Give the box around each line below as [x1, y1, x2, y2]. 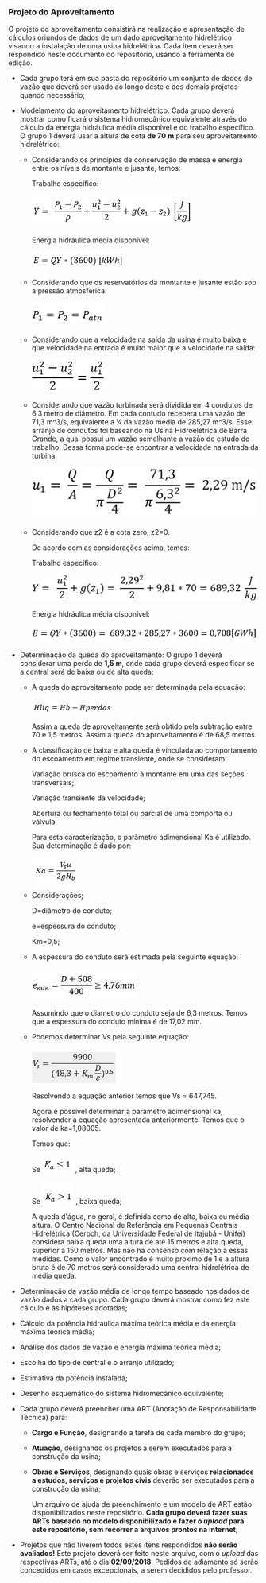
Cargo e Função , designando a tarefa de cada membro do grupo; [31, 1428, 246, 1438]
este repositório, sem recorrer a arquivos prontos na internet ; [31, 1525, 238, 1535]
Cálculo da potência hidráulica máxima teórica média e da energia [19, 1318, 237, 1329]
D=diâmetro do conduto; [31, 906, 113, 915]
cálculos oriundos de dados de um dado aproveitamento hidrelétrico [8, 33, 233, 42]
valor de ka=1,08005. [31, 1124, 102, 1133]
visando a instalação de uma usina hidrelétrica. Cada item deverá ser [8, 41, 234, 51]
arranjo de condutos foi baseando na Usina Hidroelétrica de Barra [31, 426, 248, 435]
